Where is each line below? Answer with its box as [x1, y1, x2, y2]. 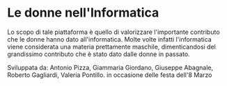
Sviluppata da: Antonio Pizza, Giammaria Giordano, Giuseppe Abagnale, [7, 63, 214, 71]
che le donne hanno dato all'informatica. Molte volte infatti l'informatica [7, 35, 212, 43]
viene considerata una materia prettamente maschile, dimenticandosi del [7, 42, 216, 51]
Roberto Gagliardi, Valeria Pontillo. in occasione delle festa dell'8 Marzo [7, 71, 212, 79]
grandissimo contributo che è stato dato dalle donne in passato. [7, 50, 190, 58]
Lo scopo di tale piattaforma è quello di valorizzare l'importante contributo [7, 28, 221, 36]
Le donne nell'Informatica [7, 5, 159, 21]
